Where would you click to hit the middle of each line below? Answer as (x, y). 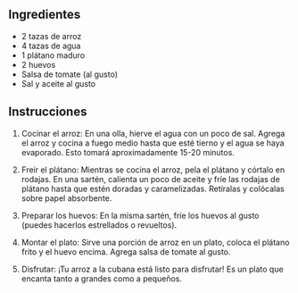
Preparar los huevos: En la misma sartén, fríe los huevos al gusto (140, 215)
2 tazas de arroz (51, 36)
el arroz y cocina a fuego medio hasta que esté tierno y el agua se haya (153, 143)
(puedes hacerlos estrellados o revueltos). (99, 225)
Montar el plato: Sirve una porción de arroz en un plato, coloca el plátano (155, 242)
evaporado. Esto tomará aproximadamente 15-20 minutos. (128, 152)
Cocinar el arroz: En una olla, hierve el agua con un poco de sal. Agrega (153, 133)
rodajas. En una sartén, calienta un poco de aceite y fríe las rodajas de (150, 179)
